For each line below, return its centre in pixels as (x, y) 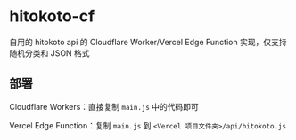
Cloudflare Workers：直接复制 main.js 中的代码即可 (104, 106)
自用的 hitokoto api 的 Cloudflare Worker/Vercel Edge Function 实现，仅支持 (148, 42)
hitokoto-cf (52, 16)
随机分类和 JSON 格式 (50, 53)
